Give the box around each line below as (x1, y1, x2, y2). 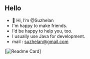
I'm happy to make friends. (11, 22, 67, 28)
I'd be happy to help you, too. (11, 27, 73, 34)
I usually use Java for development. (11, 33, 85, 39)
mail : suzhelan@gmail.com (11, 38, 68, 44)
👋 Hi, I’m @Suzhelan (11, 17, 54, 23)
